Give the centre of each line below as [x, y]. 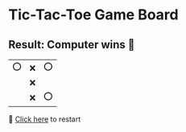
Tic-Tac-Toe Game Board [93, 15]
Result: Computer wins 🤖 [72, 45]
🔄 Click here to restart [45, 119]
